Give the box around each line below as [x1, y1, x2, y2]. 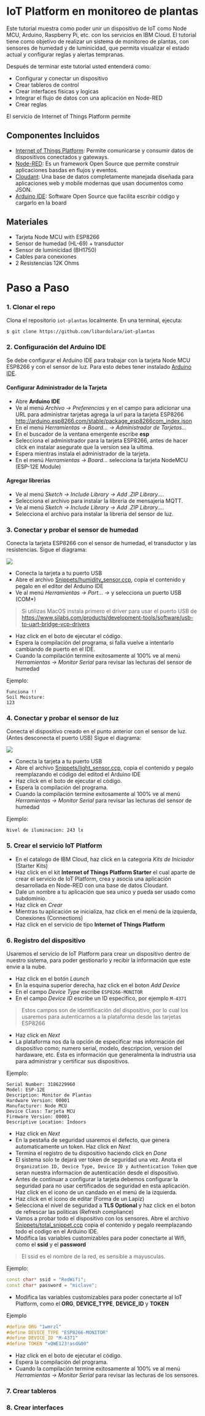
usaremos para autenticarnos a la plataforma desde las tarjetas [21, 1013, 182, 1020]
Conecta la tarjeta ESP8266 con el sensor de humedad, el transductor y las [6, 540, 197, 547]
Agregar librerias [6, 477, 51, 484]
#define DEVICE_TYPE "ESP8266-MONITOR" [6, 1329, 109, 1335]
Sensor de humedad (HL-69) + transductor [15, 240, 124, 247]
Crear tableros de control [15, 81, 79, 88]
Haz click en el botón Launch [15, 975, 90, 982]
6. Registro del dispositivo [6, 936, 86, 945]
